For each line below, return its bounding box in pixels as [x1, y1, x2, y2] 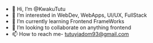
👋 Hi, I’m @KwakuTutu [11, 6, 66, 12]
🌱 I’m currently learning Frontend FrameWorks [11, 18, 125, 24]
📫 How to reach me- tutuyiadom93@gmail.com [11, 31, 129, 37]
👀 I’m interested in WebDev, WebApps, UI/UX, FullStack [11, 12, 147, 19]
